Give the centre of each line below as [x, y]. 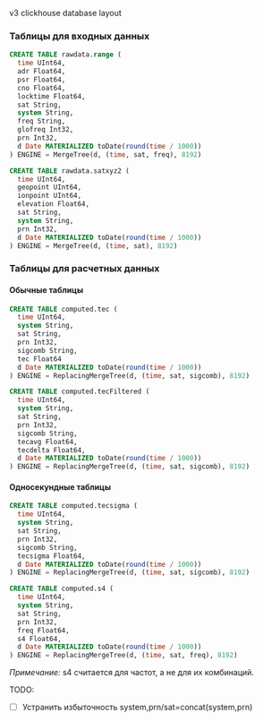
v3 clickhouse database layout [66, 13]
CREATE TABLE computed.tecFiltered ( [80, 392]
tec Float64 [40, 359]
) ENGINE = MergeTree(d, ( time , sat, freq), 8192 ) [106, 154]
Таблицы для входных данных [80, 36]
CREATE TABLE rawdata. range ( [66, 55]
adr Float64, [42, 72]
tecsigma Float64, [52, 556]
